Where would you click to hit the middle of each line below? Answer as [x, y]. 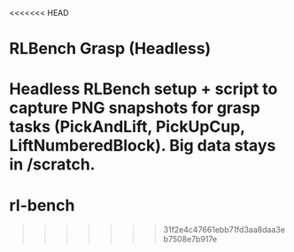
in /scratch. [52, 165]
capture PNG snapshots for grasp [135, 108]
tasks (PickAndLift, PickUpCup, [127, 127]
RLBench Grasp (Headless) [110, 49]
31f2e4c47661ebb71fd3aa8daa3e [224, 230]
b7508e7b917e [190, 240]
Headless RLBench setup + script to [143, 89]
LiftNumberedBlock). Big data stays [143, 146]
